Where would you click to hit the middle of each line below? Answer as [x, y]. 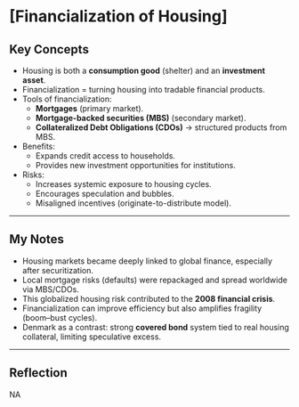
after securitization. [58, 270]
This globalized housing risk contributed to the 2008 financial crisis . [149, 298]
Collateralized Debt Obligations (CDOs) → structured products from [161, 127]
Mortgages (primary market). [89, 108]
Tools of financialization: [67, 99]
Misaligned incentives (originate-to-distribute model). [133, 203]
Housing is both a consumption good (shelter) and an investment [143, 70]
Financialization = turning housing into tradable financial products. [143, 90]
